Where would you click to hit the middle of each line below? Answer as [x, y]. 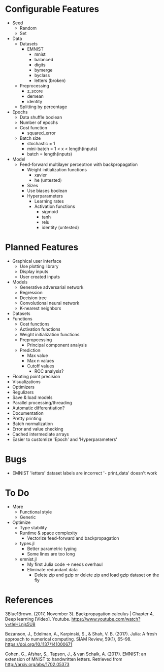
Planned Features [42, 247]
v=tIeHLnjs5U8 [20, 624]
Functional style [36, 512]
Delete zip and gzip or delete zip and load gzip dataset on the [97, 575]
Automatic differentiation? [38, 408]
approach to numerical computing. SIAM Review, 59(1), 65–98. [68, 639]
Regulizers [23, 392]
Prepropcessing [36, 340]
